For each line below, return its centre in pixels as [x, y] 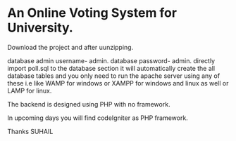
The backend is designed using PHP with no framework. [89, 104]
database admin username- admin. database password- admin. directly [111, 60]
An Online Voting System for [92, 13]
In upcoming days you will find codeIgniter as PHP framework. [98, 118]
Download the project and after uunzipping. [70, 47]
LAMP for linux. [30, 90]
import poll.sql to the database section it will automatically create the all [111, 68]
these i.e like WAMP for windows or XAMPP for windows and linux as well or [118, 83]
